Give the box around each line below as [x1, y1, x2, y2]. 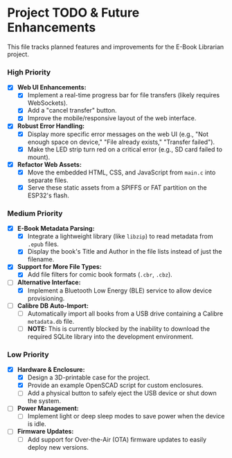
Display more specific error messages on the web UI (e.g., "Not [27, 130, 209, 138]
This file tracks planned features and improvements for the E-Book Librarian [7, 42, 224, 51]
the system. [27, 397, 62, 405]
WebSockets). [27, 99, 68, 107]
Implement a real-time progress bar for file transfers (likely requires [27, 91, 220, 99]
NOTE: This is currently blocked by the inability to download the [27, 325, 210, 333]
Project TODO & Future [7, 5, 140, 21]
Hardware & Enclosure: [17, 366, 85, 374]
